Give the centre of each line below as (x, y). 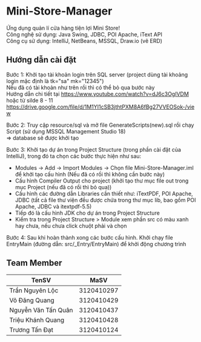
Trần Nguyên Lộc (34, 290)
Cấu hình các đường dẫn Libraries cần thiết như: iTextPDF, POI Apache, (104, 193)
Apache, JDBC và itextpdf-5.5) (53, 206)
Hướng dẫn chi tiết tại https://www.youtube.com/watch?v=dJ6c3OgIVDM (98, 94)
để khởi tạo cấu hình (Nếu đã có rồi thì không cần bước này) (90, 174)
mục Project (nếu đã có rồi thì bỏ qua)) (63, 187)
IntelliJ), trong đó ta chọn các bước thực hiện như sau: (74, 156)
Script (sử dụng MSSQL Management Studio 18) (66, 131)
